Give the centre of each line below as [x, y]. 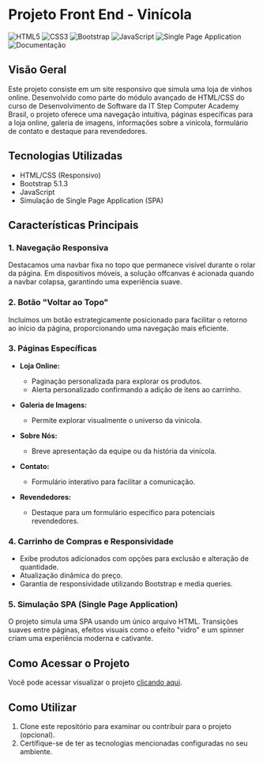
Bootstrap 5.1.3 [44, 183]
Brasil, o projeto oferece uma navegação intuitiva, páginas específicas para [131, 114]
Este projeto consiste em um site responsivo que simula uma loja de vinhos [130, 89]
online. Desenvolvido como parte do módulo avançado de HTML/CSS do [126, 97]
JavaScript [37, 192]
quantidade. [39, 567]
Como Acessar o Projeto [69, 663]
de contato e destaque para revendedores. [78, 131]
